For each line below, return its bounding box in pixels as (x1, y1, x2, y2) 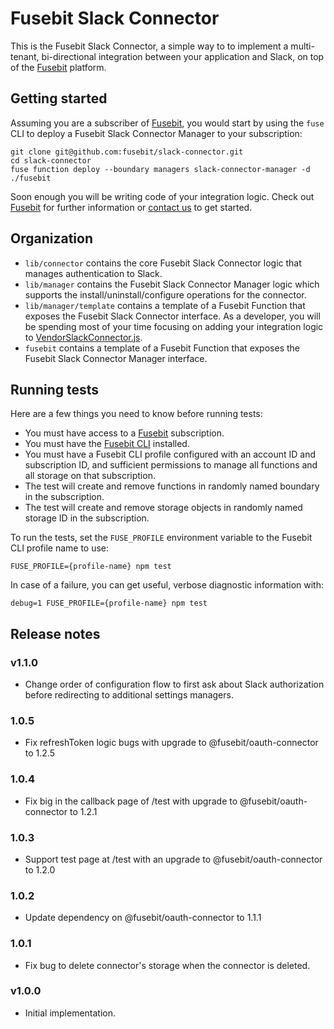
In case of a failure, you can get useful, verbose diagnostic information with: (10, 579, 324, 591)
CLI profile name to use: (10, 542, 110, 554)
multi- (290, 40, 315, 52)
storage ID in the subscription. (24, 512, 150, 524)
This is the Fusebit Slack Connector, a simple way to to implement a (10, 40, 289, 52)
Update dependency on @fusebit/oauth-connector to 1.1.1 (24, 912, 262, 924)
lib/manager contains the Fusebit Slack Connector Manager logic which (24, 278, 320, 290)
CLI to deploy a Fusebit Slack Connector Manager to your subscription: (10, 127, 303, 139)
